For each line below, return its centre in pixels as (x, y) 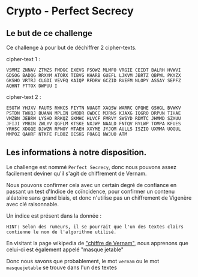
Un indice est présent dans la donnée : (54, 216)
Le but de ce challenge (49, 33)
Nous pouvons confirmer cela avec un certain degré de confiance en (91, 185)
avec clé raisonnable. (32, 204)
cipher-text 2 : (24, 97)
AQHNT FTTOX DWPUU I (32, 86)
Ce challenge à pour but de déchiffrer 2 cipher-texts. (71, 47)
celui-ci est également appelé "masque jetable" (65, 249)
